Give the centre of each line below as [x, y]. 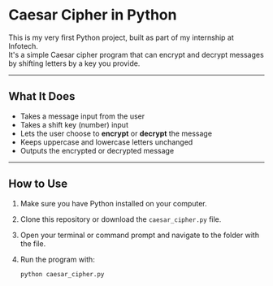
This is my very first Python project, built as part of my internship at [121, 37]
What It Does [42, 96]
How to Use [38, 184]
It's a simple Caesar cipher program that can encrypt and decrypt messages [136, 54]
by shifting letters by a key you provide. [74, 63]
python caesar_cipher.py [62, 274]
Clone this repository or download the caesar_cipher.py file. [121, 219]
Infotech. [24, 45]
